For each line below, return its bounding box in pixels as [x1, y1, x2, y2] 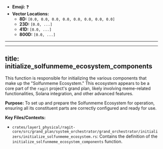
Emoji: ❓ [12, 4, 29, 10]
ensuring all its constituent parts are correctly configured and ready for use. [5, 105, 157, 111]
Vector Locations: [12, 11, 49, 17]
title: [5, 55, 19, 63]
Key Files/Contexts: [5, 115, 46, 120]
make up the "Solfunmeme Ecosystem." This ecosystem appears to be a [5, 80, 149, 86]
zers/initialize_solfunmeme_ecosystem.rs [12, 134, 97, 139]
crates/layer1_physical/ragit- [12, 125, 76, 130]
